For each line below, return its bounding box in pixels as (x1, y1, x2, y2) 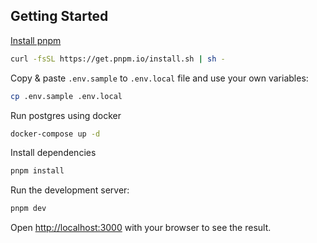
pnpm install (10, 166, 65, 176)
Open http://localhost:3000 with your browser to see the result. (10, 222, 272, 234)
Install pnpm (10, 34, 62, 46)
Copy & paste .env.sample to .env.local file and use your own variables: (10, 72, 309, 84)
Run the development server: (10, 184, 130, 196)
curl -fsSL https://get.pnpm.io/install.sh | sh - (10, 54, 226, 64)
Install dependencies (10, 147, 97, 159)
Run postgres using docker (10, 109, 122, 121)
